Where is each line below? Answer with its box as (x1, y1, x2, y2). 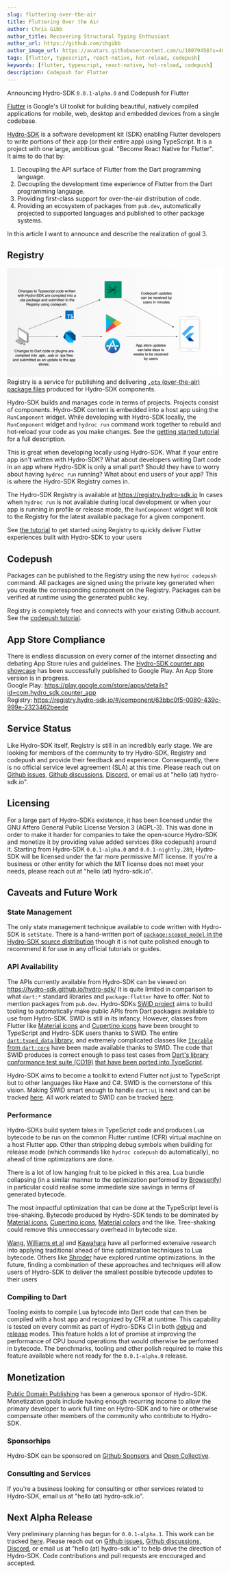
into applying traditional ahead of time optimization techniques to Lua (7, 1246, 203, 1254)
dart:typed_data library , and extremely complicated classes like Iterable (7, 1036, 214, 1044)
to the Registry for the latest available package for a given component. (7, 512, 205, 521)
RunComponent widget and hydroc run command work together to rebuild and (7, 420, 221, 429)
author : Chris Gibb (7, 25, 63, 32)
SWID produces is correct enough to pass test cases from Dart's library (7, 1051, 209, 1059)
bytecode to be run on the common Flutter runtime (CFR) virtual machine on (7, 1133, 222, 1141)
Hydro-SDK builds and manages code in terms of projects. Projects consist (7, 398, 219, 407)
